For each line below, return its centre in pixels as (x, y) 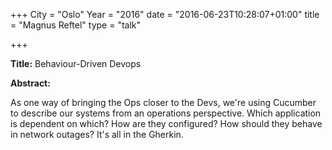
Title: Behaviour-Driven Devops (76, 63)
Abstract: (30, 83)
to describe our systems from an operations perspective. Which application (166, 113)
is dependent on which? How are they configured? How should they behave (166, 123)
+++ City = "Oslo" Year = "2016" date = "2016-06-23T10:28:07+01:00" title (165, 14)
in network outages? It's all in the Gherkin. (97, 134)
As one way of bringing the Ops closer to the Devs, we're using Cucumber (163, 102)
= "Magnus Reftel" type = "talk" (76, 25)
